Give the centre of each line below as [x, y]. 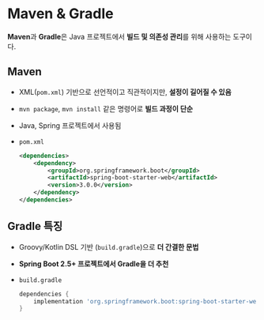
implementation [58, 301]
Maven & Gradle [60, 14]
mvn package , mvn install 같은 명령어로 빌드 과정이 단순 [106, 108]
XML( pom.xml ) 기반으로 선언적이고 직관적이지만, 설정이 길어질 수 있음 [125, 92]
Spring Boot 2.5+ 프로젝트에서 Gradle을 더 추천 [94, 264]
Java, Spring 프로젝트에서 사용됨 [70, 125]
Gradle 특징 [35, 226]
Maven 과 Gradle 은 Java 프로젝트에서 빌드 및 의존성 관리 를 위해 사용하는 [119, 36]
